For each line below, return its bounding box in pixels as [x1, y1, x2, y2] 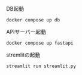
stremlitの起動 [6, 51, 41, 58]
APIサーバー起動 [6, 29, 47, 35]
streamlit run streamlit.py [6, 63, 77, 69]
